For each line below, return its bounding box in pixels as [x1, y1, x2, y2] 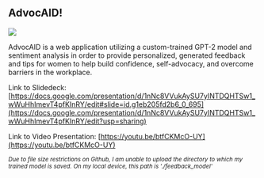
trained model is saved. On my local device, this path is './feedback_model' [8, 162, 212, 170]
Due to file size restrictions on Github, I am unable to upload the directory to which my [8, 155, 243, 163]
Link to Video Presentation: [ [8, 131, 101, 141]
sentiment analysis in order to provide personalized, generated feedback [8, 51, 246, 60]
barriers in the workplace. [8, 67, 93, 77]
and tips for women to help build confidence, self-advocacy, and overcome [8, 59, 254, 68]
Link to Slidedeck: [8, 82, 67, 92]
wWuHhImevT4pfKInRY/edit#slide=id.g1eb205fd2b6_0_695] [8, 99, 205, 109]
